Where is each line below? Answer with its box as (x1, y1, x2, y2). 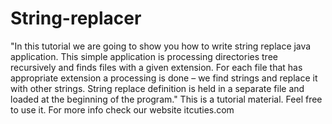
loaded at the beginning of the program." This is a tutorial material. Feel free (10, 93, 323, 105)
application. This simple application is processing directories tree (10, 50, 278, 62)
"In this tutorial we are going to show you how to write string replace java (10, 40, 312, 52)
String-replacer (10, 7, 142, 30)
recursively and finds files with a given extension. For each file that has (10, 61, 303, 73)
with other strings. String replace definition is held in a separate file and (10, 82, 305, 94)
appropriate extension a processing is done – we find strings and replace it (10, 72, 318, 84)
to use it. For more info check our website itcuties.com (10, 103, 235, 116)
